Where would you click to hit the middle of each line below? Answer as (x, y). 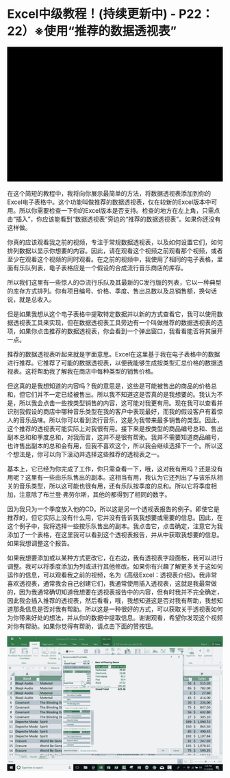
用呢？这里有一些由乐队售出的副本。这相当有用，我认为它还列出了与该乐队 (112, 477)
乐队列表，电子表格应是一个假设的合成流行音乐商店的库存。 (103, 268)
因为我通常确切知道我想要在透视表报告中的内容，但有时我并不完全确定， (121, 592)
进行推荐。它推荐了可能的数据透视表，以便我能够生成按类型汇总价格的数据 (112, 363)
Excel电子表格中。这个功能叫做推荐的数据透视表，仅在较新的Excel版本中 (109, 202)
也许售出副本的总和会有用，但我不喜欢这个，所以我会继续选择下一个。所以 (112, 445)
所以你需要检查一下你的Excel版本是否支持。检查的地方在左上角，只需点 (119, 210)
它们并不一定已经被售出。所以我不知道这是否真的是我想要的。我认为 (121, 394)
